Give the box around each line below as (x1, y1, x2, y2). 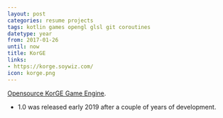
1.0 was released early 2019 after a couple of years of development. (17, 102, 217, 111)
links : (7, 57, 27, 64)
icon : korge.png (7, 69, 55, 76)
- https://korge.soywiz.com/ (7, 63, 94, 70)
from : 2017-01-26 (7, 37, 59, 44)
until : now (7, 43, 40, 50)
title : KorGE (7, 50, 46, 57)
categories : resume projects (7, 17, 94, 24)
